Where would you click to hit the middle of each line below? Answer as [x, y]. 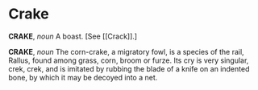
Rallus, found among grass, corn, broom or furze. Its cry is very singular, [129, 60]
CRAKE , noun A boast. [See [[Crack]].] [73, 36]
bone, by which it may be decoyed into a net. [83, 77]
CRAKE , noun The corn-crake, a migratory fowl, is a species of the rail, [126, 51]
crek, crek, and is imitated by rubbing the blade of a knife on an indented [129, 68]
